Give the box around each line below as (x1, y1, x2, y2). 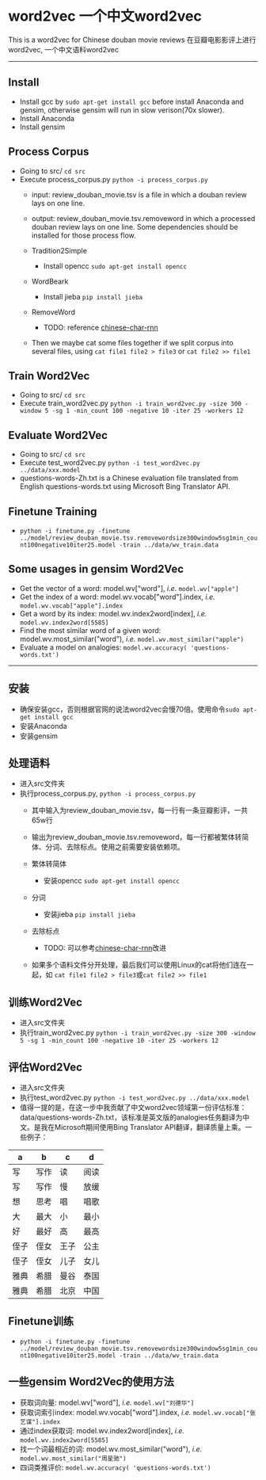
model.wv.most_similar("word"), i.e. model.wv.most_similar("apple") (19, 634, 244, 643)
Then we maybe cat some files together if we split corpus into (31, 338, 234, 347)
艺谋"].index (19, 1417, 61, 1426)
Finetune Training (8, 505, 97, 518)
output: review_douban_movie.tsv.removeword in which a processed (31, 213, 256, 223)
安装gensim (19, 730, 58, 741)
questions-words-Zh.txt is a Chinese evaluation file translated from (19, 473, 239, 483)
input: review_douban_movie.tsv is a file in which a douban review (31, 189, 247, 199)
